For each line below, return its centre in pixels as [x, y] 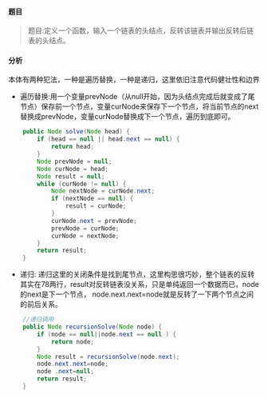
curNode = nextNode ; [85, 236]
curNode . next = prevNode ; [94, 221]
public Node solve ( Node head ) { [76, 132]
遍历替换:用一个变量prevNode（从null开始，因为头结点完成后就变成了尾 [137, 97]
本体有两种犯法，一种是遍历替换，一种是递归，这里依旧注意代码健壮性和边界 [134, 80]
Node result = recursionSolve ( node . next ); [108, 356]
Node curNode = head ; [73, 169]
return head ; [72, 147]
